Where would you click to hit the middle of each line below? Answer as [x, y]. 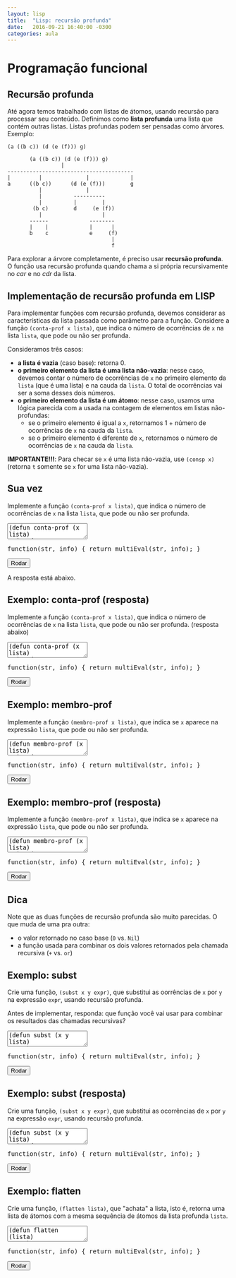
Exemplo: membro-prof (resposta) [84, 802]
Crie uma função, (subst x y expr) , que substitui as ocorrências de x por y [117, 1111]
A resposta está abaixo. [42, 578]
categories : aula [33, 34]
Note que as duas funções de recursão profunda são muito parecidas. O [112, 917]
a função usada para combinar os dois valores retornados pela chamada [123, 945]
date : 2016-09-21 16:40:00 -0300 [60, 27]
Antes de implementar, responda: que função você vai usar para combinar [115, 1013]
